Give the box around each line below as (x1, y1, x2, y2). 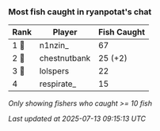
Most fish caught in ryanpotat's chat (8, 6, 152, 17)
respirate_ (39, 78, 77, 89)
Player (52, 27, 78, 38)
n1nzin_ (39, 40, 69, 51)
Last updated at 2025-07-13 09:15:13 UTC (8, 114, 147, 124)
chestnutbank (39, 53, 91, 64)
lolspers (39, 65, 70, 77)
